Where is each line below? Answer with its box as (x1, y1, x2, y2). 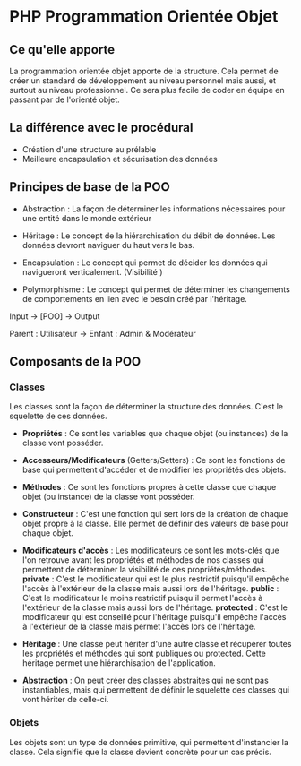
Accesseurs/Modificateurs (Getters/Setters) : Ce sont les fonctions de (21, 455, 286, 466)
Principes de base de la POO (9, 179, 170, 194)
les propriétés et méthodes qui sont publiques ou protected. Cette (21, 648, 266, 659)
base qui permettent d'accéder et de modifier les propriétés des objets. (21, 464, 287, 476)
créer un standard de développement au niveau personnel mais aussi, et (9, 75, 276, 86)
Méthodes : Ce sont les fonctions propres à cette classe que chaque (21, 482, 277, 493)
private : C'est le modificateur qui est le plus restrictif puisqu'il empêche (21, 573, 290, 584)
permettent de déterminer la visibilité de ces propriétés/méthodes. (21, 564, 268, 575)
